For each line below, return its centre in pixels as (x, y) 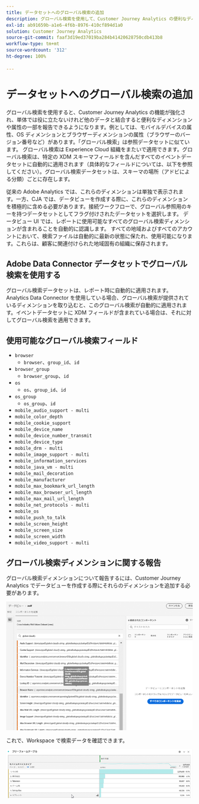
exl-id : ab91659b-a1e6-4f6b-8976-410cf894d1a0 (65, 25)
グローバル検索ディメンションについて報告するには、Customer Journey (94, 578)
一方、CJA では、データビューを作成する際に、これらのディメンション (102, 199)
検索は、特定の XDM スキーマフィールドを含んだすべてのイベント (102, 157)
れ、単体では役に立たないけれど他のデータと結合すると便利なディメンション (99, 119)
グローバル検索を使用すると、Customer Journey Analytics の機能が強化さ (96, 112)
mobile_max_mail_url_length (49, 499)
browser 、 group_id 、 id (52, 363)
